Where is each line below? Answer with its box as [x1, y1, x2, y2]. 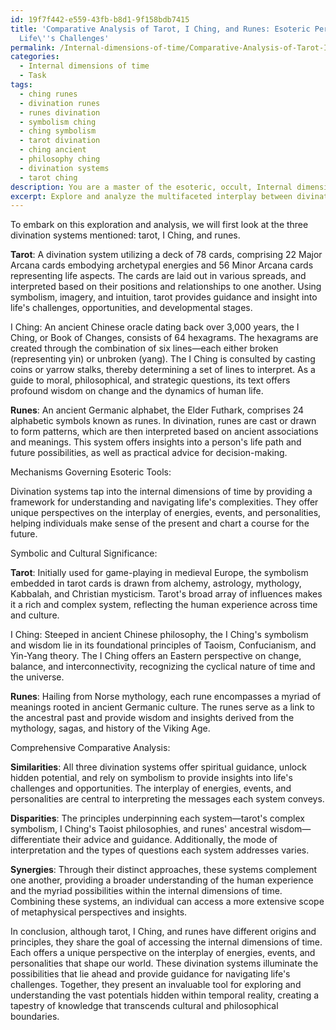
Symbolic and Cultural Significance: [10, 547, 158, 560]
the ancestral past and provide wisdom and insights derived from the [10, 712, 295, 724]
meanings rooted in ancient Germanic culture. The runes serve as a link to [10, 701, 315, 713]
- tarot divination [19, 136, 101, 146]
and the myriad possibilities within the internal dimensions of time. [10, 885, 283, 897]
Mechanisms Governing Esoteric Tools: [10, 466, 172, 478]
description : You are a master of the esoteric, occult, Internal [10, 182, 293, 192]
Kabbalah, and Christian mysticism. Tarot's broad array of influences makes [10, 588, 323, 600]
